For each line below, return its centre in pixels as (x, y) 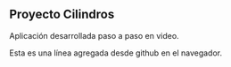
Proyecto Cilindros (62, 15)
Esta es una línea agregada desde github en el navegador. (116, 53)
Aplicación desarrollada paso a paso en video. (95, 35)
